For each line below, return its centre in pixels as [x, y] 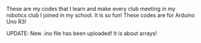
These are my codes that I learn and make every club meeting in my [91, 9]
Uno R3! [16, 21]
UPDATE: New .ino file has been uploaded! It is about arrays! [82, 33]
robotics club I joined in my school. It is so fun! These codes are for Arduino [100, 15]
